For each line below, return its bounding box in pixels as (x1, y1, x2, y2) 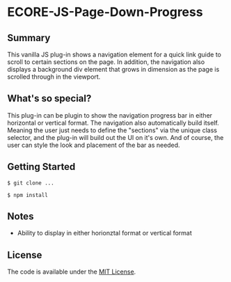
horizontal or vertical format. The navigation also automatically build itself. (7, 118, 219, 127)
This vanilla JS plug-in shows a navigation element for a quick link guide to (7, 50, 221, 58)
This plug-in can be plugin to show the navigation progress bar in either (7, 111, 213, 119)
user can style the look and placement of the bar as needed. (7, 141, 180, 149)
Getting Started (7, 161, 76, 173)
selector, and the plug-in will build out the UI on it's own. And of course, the (7, 133, 224, 141)
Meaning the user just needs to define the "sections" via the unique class (7, 126, 218, 134)
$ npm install (7, 191, 49, 198)
